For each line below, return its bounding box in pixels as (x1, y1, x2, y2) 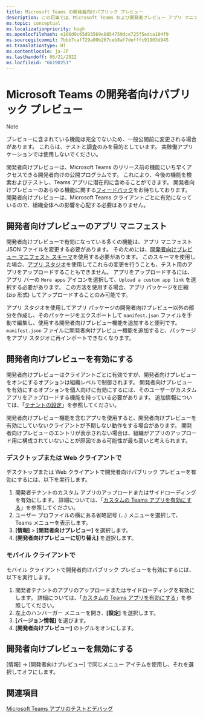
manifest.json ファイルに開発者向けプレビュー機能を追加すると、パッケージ (6, 327, 196, 334)
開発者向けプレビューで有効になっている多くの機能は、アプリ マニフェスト (6, 238, 193, 245)
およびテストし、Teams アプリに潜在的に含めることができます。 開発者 (11, 179, 190, 186)
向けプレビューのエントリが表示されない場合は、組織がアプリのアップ (11, 430, 186, 437)
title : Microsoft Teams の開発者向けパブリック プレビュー (6, 8, 144, 15)
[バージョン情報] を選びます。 (14, 616, 89, 624)
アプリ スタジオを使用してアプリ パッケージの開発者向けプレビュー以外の (6, 304, 189, 311)
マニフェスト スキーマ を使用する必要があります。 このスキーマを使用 (18, 253, 190, 261)
